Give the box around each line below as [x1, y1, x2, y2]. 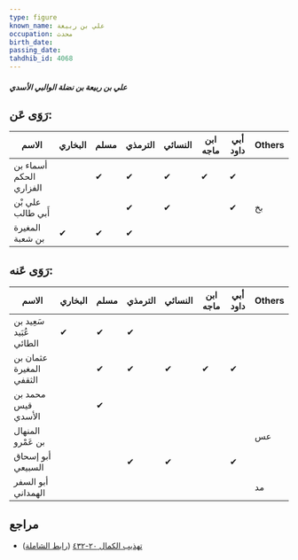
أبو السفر [13, 476, 49, 488]
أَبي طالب [13, 207, 51, 220]
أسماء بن [13, 159, 48, 172]
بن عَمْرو [13, 436, 46, 448]
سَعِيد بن [13, 315, 45, 328]
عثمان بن [13, 352, 49, 364]
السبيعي [13, 462, 44, 474]
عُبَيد [13, 326, 29, 338]
